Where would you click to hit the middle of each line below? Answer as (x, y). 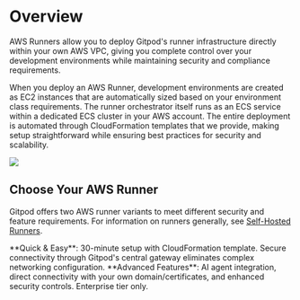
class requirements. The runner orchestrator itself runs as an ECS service (145, 106)
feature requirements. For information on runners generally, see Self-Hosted (150, 221)
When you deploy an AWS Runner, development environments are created (147, 87)
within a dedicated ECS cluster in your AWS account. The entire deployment (150, 116)
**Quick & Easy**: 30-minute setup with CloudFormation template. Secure (148, 248)
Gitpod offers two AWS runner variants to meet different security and (137, 211)
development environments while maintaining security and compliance (140, 60)
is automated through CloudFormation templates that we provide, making (145, 125)
